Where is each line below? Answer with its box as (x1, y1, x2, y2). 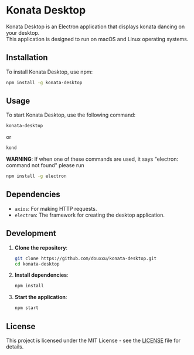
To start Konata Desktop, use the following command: (6, 111, 136, 118)
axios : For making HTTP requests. (14, 205, 97, 212)
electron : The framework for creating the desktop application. (14, 211, 165, 218)
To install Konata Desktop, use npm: (6, 68, 93, 75)
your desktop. (6, 29, 40, 36)
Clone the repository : (14, 244, 68, 251)
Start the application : (14, 294, 67, 301)
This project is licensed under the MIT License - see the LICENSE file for (6, 337, 181, 344)
